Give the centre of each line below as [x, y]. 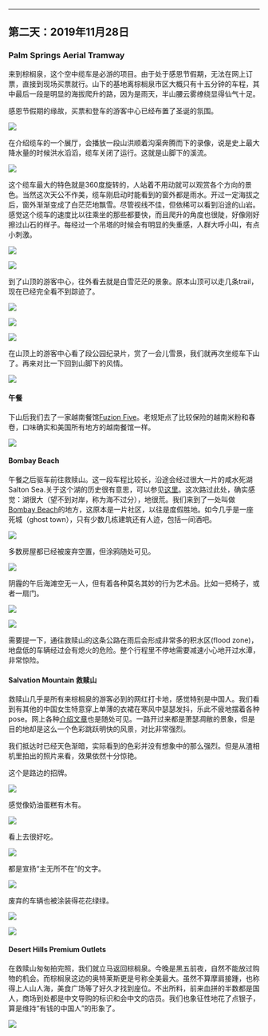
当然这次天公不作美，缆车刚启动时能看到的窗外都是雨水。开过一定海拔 [137, 194]
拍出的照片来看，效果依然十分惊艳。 [81, 756]
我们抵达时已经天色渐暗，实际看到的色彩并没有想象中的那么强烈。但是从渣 [130, 746]
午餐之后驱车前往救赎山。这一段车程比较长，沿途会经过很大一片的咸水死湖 [130, 480]
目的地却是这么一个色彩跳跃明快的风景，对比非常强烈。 [99, 729]
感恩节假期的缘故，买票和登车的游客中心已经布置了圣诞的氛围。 [113, 111]
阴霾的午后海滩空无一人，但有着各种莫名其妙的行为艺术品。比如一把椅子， [130, 583]
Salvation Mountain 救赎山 [53, 680]
